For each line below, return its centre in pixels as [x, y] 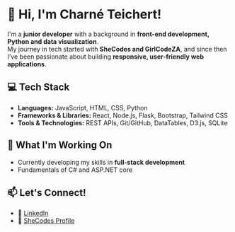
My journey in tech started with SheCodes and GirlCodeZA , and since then [117, 49]
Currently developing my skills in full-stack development [101, 162]
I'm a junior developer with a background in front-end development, [108, 34]
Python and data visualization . [53, 41]
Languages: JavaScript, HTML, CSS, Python [82, 108]
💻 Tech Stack [39, 87]
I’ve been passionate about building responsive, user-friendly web [105, 57]
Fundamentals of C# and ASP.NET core [75, 170]
